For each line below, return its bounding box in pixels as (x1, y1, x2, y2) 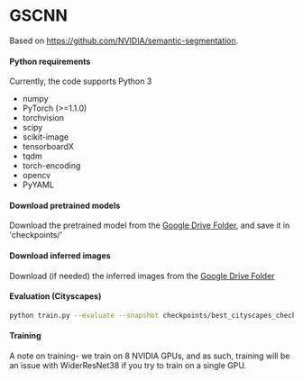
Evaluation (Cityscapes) (9, 291, 102, 302)
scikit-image (22, 131, 69, 142)
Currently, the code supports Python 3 (9, 76, 152, 86)
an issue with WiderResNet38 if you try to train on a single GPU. (9, 359, 247, 370)
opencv (22, 170, 51, 181)
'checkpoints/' (9, 230, 63, 240)
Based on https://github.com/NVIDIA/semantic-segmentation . (9, 35, 239, 46)
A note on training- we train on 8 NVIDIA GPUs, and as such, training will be (9, 350, 290, 361)
